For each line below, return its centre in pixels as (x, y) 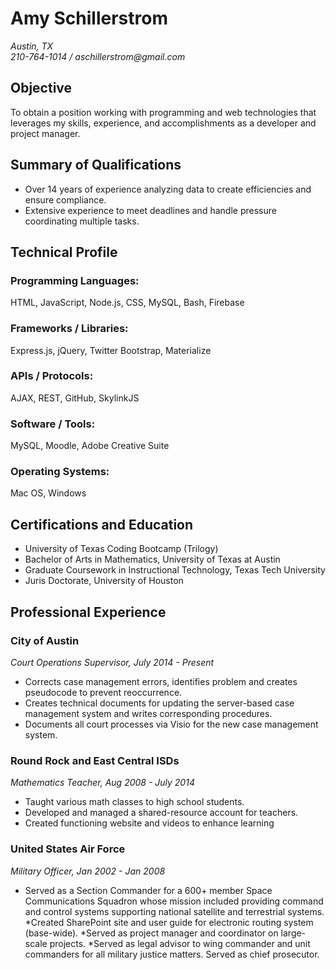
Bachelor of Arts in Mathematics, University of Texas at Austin (152, 559)
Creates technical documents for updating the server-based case (159, 703)
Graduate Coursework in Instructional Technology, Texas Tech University (175, 570)
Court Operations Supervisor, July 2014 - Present (112, 662)
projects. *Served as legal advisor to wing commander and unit (180, 943)
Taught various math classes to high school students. (134, 802)
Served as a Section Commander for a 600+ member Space (148, 890)
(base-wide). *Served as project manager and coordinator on (151, 933)
